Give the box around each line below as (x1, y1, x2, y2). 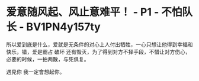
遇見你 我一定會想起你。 (6, 68, 65, 75)
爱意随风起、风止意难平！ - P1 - (6, 5, 159, 19)
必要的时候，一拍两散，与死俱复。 (6, 56, 89, 63)
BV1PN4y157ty (26, 20, 101, 34)
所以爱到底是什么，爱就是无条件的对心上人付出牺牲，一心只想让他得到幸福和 (6, 41, 193, 48)
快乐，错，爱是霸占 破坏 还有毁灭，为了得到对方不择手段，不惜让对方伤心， (6, 48, 191, 55)
